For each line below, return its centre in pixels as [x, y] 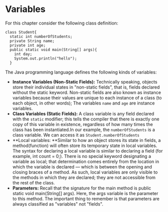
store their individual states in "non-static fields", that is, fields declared [86, 87]
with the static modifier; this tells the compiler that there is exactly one [86, 119]
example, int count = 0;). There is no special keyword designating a [82, 156]
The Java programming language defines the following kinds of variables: [81, 72]
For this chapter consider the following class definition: [62, 23]
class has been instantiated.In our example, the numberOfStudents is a [83, 129]
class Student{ [21, 32]
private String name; [32, 41]
